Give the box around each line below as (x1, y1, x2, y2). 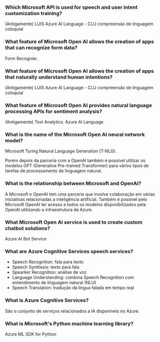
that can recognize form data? (5, 44, 78, 51)
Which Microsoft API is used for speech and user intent (5, 4, 138, 11)
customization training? (5, 10, 63, 17)
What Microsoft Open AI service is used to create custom (5, 219, 143, 225)
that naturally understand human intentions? (5, 73, 113, 80)
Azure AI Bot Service (5, 236, 47, 242)
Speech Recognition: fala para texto (12, 259, 84, 265)
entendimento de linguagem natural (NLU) (12, 280, 96, 286)
